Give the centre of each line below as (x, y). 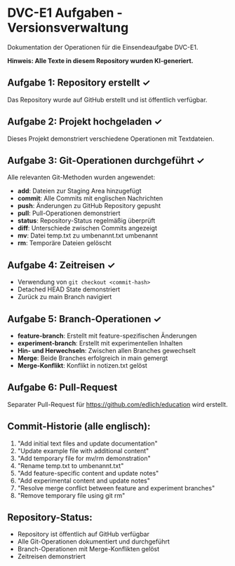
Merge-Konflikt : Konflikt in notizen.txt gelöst (82, 365)
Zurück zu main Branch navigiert (65, 297)
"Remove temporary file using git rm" (71, 495)
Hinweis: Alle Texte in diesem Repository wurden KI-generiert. (100, 60)
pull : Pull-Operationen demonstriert (69, 213)
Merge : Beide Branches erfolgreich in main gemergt (93, 358)
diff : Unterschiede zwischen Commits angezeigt (87, 228)
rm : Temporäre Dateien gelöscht (65, 243)
